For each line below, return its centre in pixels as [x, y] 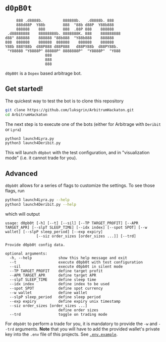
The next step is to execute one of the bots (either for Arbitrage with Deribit [83, 124]
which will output [23, 214]
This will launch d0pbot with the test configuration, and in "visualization [78, 153]
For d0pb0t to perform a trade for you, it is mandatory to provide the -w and [81, 324]
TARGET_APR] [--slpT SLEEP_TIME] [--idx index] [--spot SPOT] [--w [76, 227]
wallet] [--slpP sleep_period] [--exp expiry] [54, 232]
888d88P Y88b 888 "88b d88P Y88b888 [65, 25]
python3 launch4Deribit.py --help [41, 204]
